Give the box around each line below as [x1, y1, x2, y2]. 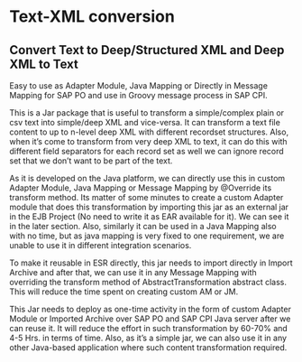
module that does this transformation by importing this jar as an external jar [9, 201, 289, 212]
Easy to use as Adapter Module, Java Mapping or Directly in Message [9, 80, 269, 91]
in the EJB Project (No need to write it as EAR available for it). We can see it [9, 211, 289, 222]
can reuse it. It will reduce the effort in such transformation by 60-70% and [9, 323, 288, 333]
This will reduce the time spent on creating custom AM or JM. [9, 286, 239, 297]
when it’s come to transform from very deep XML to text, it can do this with [9, 136, 288, 146]
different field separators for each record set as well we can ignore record [9, 146, 284, 156]
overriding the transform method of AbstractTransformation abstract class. [9, 277, 287, 287]
